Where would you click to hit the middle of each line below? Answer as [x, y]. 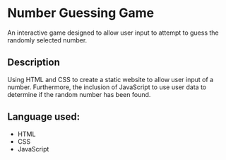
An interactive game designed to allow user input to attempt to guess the [113, 33]
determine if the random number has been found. [79, 94]
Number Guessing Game [81, 13]
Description [34, 63]
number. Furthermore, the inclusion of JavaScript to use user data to [107, 87]
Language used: [44, 117]
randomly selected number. [47, 40]
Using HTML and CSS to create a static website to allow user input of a [111, 79]
